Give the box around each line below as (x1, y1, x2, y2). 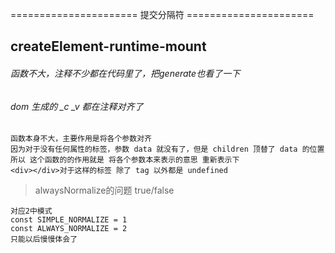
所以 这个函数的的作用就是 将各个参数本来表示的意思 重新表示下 (10, 155, 240, 165)
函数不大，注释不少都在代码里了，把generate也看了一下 (10, 67, 241, 79)
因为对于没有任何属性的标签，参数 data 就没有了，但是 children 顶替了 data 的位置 (10, 144, 325, 155)
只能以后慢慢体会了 (10, 234, 78, 245)
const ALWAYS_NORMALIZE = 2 (10, 224, 128, 234)
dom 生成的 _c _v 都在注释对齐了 (10, 100, 144, 112)
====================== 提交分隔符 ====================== (10, 9, 315, 20)
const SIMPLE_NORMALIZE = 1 (10, 215, 128, 225)
